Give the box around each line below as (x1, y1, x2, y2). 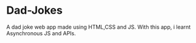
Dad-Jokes (6, 4, 63, 17)
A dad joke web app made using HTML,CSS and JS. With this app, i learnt (6, 23, 191, 30)
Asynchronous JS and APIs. (6, 29, 76, 36)
